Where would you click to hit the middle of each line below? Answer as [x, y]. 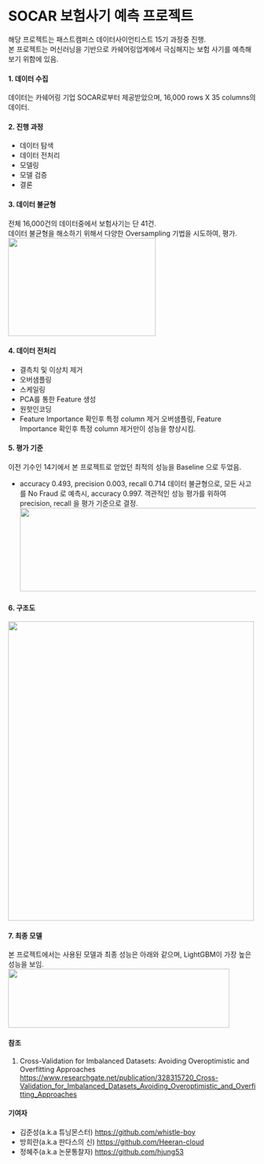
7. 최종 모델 [25, 935]
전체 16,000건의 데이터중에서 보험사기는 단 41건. [82, 223]
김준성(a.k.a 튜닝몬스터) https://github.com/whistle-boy [107, 1132]
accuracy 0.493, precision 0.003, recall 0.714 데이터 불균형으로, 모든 [128, 483]
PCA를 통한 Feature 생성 [58, 399]
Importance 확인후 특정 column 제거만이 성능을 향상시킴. [108, 428]
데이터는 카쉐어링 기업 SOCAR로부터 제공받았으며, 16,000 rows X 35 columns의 [132, 97]
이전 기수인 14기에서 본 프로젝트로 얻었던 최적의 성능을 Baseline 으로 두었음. [125, 467]
